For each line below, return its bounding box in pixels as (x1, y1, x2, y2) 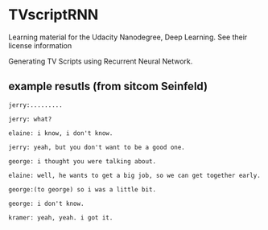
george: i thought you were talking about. (8, 157, 157, 166)
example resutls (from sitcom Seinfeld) (8, 80, 208, 93)
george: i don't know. (8, 199, 85, 207)
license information (8, 40, 72, 50)
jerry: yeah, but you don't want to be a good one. (8, 143, 185, 151)
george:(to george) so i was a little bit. (8, 185, 157, 194)
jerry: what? (8, 115, 52, 123)
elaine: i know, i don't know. (8, 129, 113, 138)
